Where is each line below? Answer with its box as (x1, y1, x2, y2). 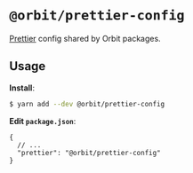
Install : (9, 83, 36, 93)
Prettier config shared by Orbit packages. (9, 33, 162, 43)
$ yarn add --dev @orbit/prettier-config (9, 99, 165, 108)
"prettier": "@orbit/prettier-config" (17, 148, 162, 157)
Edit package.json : (9, 115, 76, 126)
